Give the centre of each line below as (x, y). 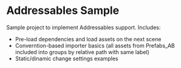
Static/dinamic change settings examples (67, 58)
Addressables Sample (63, 11)
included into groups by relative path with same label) (82, 52)
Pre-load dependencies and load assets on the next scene (88, 39)
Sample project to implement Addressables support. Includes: (84, 27)
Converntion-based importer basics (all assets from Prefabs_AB (95, 46)
